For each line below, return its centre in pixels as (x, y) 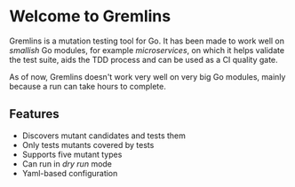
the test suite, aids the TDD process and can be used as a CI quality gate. (144, 59)
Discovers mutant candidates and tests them (104, 136)
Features (34, 114)
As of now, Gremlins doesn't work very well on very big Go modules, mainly (147, 76)
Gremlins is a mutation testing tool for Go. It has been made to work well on (147, 41)
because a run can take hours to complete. (88, 86)
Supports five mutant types (72, 154)
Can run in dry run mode (67, 164)
